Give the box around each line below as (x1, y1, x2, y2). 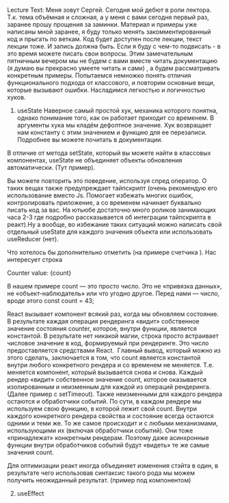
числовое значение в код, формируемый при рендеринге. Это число (7, 339, 209, 347)
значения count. (7, 448, 55, 456)
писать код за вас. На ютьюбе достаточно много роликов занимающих (7, 206, 217, 214)
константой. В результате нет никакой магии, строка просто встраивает (7, 332, 219, 340)
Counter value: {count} (7, 269, 72, 277)
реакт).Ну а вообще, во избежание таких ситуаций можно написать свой (7, 221, 222, 228)
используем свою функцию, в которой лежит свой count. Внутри (7, 404, 197, 413)
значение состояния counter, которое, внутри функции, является (7, 325, 197, 332)
